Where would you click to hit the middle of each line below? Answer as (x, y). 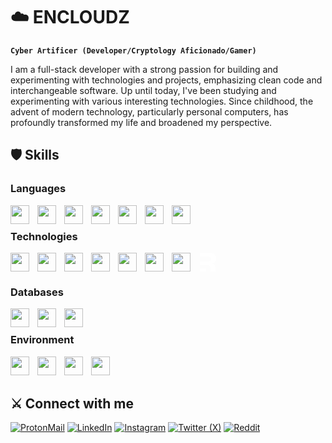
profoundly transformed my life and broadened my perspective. (141, 122)
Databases (37, 292)
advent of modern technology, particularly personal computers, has (149, 111)
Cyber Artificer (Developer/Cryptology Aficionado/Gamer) (133, 50)
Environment (42, 340)
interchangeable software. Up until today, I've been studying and (143, 90)
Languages (38, 189)
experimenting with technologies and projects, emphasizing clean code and (166, 80)
